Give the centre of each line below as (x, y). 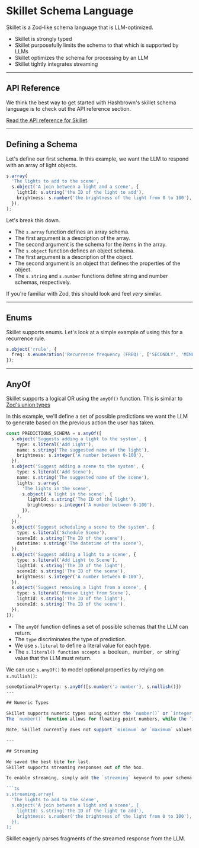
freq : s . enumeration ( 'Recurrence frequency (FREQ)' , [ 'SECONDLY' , (95, 355)
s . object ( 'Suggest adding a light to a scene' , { (74, 555)
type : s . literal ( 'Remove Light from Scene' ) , (74, 593)
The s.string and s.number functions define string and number (91, 276)
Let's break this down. (33, 220)
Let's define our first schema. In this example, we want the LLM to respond (97, 159)
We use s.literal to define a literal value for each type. (83, 645)
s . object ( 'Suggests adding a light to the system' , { (79, 439)
